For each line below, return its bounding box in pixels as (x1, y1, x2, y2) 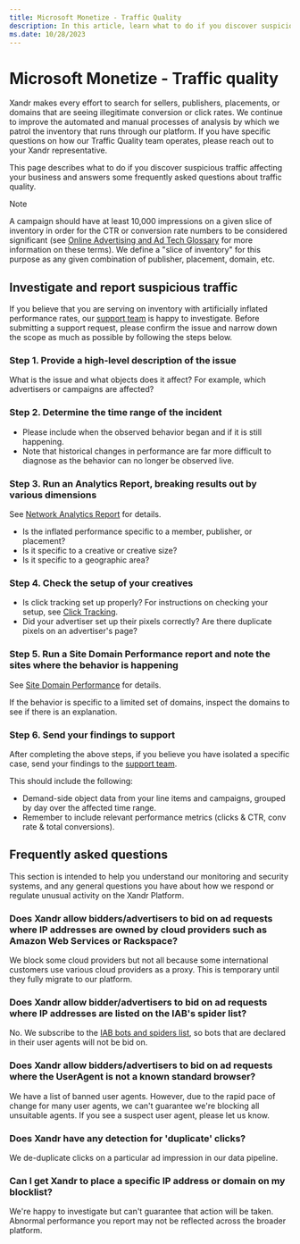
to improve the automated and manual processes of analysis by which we (9, 117, 279, 128)
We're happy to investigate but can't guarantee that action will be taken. (9, 1206, 274, 1217)
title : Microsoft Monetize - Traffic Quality (9, 13, 181, 22)
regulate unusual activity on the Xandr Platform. (9, 889, 185, 900)
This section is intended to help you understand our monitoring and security (9, 871, 288, 881)
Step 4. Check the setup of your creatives (9, 577, 194, 589)
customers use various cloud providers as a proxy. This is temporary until (9, 964, 279, 975)
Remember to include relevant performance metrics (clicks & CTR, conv (21, 812, 287, 822)
